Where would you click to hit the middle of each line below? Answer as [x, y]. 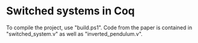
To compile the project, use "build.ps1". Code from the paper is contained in [99, 27]
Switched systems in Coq [71, 11]
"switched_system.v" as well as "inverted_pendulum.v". [75, 33]
